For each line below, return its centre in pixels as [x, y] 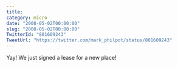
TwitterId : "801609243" [36, 35]
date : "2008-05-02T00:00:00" [43, 23]
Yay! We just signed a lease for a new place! [61, 58]
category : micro [27, 18]
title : [15, 12]
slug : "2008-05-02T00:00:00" [43, 29]
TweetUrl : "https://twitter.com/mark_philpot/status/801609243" [89, 40]
